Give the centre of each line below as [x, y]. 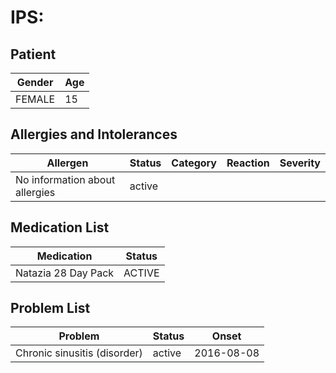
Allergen [67, 163]
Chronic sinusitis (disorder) [79, 353]
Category [194, 163]
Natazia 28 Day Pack [65, 273]
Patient [33, 54]
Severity [300, 163]
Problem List [50, 308]
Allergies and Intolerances [94, 134]
